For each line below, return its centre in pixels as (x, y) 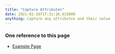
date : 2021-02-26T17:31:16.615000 (40, 14)
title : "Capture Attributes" (35, 9)
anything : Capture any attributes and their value (58, 18)
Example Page (27, 46)
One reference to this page (37, 36)
